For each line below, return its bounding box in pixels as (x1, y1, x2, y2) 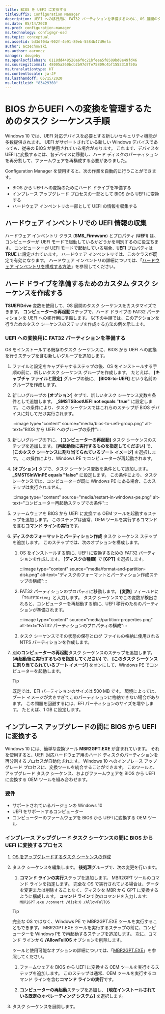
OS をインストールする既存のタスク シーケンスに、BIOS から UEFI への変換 (5, 347, 157, 353)
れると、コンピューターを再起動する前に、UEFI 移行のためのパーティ (19, 601, 159, 607)
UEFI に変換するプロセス (5, 842, 63, 848)
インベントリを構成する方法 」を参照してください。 (14, 264, 118, 270)
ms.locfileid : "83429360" (5, 80, 58, 85)
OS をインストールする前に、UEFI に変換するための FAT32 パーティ (19, 550, 156, 556)
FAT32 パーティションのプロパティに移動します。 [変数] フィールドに (19, 588, 159, 594)
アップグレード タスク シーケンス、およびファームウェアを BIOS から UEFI (5, 771, 156, 777)
